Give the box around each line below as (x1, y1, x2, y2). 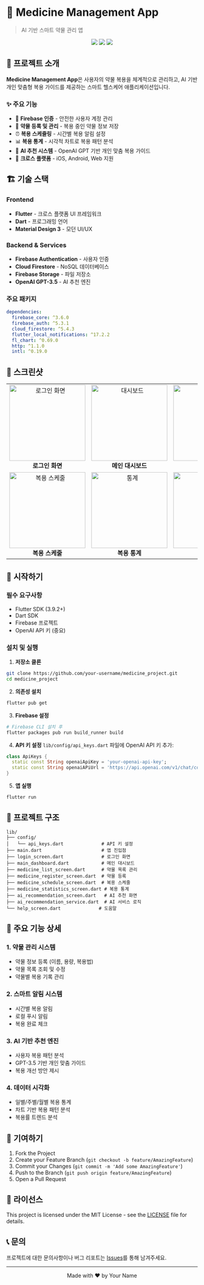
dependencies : (6, 309, 42, 315)
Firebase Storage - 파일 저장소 (15, 270, 91, 278)
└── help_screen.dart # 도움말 (6, 905, 117, 911)
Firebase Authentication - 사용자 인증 (15, 255, 109, 263)
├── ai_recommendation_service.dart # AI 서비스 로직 (6, 899, 141, 905)
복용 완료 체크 (15, 1020, 48, 1027)
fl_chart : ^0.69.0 (12, 337, 59, 343)
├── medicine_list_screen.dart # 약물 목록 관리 (6, 866, 138, 872)
